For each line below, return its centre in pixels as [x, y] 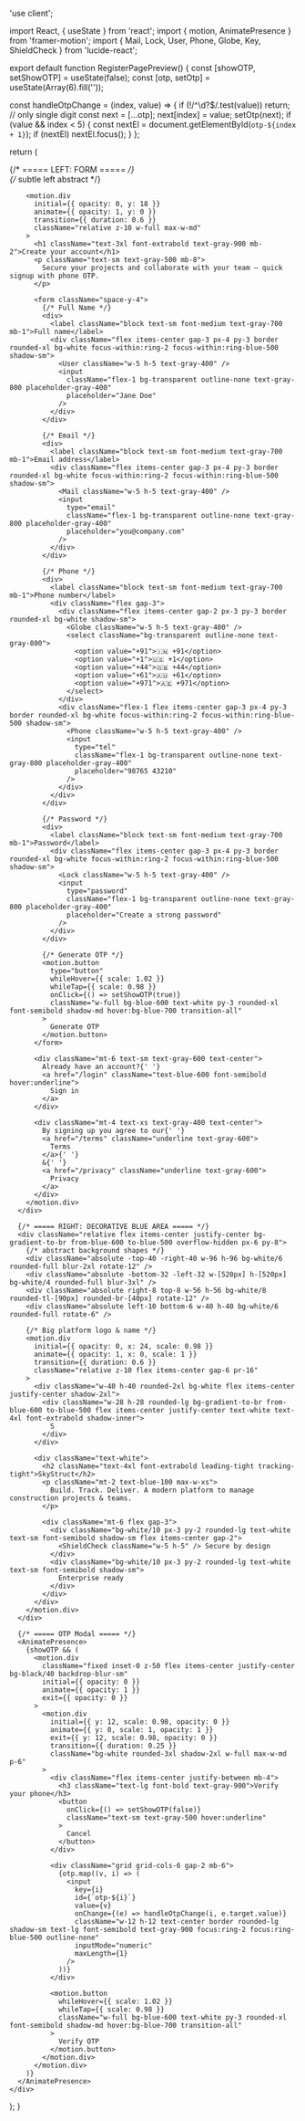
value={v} [93, 1906]
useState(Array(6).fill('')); [57, 87]
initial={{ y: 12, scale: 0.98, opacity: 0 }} [140, 1722]
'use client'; [31, 13]
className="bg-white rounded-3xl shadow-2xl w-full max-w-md [168, 1754]
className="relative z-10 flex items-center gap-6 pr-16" [146, 1370]
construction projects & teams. [71, 1498]
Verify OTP [79, 2042]
